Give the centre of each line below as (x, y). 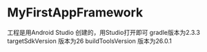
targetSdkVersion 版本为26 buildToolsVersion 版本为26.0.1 (90, 41)
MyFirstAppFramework (75, 13)
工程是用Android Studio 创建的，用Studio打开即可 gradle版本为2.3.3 (103, 32)
